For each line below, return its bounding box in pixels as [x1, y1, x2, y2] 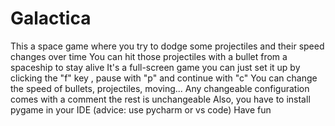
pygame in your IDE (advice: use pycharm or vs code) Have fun [10, 103, 272, 116]
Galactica [10, 7, 92, 30]
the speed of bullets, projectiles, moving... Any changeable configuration [10, 82, 310, 94]
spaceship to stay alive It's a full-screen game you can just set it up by [10, 61, 301, 73]
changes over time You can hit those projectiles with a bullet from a [10, 50, 288, 62]
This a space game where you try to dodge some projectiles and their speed [10, 40, 325, 52]
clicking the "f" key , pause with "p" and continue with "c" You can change [10, 72, 318, 84]
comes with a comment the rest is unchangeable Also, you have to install [10, 93, 311, 105]
